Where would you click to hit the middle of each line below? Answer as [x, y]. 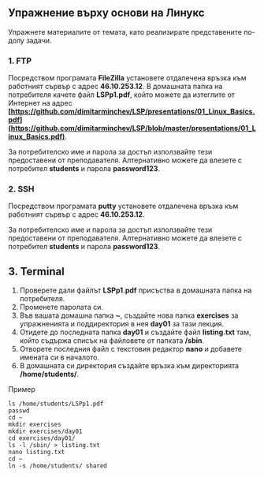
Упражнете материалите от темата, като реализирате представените [125, 32]
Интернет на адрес [40, 103]
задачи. [39, 40]
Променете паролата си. [61, 307]
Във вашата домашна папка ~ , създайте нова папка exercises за [129, 315]
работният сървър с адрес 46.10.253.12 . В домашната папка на [115, 87]
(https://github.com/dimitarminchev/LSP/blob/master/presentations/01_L [132, 129]
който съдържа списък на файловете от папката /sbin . [112, 341]
